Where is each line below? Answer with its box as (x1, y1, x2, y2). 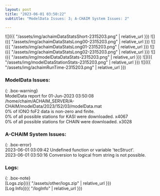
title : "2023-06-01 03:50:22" (5, 12, 67, 16)
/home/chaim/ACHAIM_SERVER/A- (5, 98, 74, 104)
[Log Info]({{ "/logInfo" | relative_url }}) (5, 185, 83, 192)
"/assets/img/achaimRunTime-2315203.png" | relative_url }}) (5, 65, 126, 70)
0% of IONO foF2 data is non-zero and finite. (5, 108, 95, 114)
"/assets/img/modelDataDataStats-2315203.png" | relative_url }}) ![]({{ (11, 54, 152, 60)
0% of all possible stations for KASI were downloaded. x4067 (5, 114, 128, 119)
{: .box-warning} (5, 88, 38, 94)
